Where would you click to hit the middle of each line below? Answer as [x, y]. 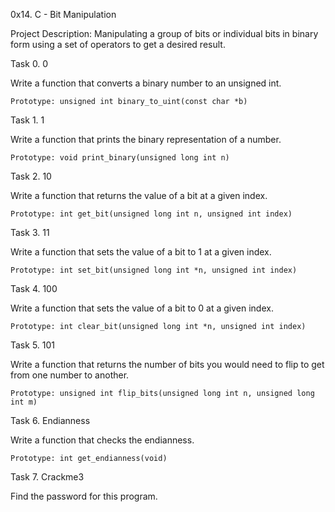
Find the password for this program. [84, 496]
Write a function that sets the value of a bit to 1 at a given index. [141, 252]
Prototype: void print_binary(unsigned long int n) [120, 158]
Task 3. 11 [30, 232]
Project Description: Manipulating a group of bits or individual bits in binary [164, 33]
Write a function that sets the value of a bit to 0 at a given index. [142, 308]
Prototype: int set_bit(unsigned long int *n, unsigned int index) [154, 270]
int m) [24, 402]
